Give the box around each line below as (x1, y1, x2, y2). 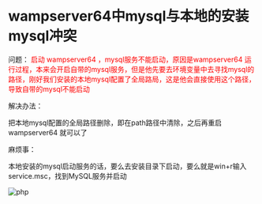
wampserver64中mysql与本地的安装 (8, 7, 249, 25)
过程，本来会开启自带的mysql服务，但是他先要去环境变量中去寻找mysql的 (14, 64, 255, 74)
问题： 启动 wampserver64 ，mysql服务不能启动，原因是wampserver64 (8, 55, 243, 64)
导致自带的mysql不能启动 (8, 84, 91, 93)
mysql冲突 (8, 27, 77, 45)
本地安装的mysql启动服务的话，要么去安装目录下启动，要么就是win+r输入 (8, 161, 247, 171)
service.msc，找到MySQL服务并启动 (8, 171, 128, 180)
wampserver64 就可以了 (8, 127, 88, 137)
